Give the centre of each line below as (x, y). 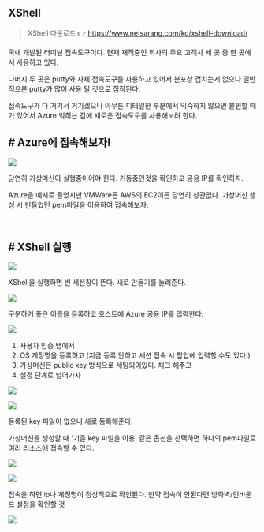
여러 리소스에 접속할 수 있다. (51, 448)
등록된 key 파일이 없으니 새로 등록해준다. (71, 421)
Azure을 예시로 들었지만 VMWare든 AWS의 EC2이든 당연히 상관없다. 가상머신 (128, 195)
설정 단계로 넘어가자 (50, 375)
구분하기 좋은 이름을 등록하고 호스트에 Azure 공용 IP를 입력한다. (106, 314)
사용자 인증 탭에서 (47, 346)
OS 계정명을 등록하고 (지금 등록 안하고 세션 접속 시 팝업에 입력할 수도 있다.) (135, 355)
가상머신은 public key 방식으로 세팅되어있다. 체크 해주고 (106, 365)
